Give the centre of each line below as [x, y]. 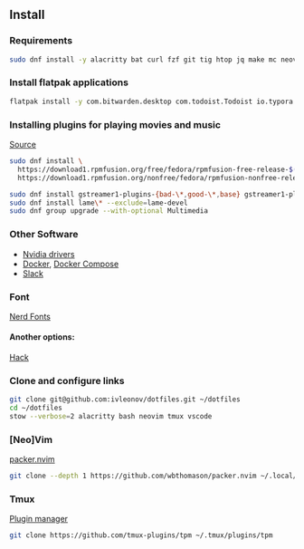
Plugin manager [39, 519]
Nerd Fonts [30, 316]
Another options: [42, 337]
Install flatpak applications [69, 82]
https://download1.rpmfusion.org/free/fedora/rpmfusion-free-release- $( [157, 169]
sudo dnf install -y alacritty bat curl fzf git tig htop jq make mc [143, 59]
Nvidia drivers [48, 254]
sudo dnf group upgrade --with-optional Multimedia [109, 211]
